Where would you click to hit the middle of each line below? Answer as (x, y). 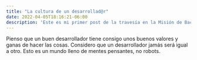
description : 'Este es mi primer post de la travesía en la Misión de (94, 22)
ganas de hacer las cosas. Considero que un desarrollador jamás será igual (97, 45)
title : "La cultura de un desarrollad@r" (57, 11)
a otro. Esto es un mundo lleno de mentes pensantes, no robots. (83, 51)
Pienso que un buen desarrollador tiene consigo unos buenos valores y (92, 39)
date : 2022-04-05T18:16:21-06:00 (47, 17)
